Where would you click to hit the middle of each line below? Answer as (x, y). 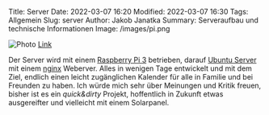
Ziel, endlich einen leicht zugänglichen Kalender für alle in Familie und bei (130, 77)
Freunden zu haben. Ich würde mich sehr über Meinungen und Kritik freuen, (135, 85)
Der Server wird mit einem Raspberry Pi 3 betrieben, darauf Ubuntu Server (132, 60)
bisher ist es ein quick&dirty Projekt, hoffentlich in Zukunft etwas (116, 94)
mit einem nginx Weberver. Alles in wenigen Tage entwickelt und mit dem (130, 68)
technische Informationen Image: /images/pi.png (89, 29)
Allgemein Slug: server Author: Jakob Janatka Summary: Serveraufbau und (133, 20)
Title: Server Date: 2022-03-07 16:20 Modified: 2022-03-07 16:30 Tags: (128, 12)
